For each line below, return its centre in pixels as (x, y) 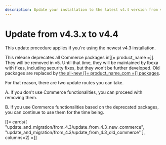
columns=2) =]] (21, 137)
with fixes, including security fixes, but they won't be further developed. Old (83, 68)
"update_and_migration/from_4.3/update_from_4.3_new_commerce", (75, 127)
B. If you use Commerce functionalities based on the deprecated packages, (82, 107)
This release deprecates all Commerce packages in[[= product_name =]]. (80, 57)
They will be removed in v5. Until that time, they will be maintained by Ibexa (82, 63)
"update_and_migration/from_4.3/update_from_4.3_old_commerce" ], (75, 132)
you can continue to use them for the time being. (55, 112)
